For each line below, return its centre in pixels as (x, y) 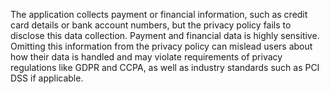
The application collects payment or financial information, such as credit (159, 14)
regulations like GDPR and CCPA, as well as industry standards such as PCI (165, 67)
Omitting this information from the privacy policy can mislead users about (161, 46)
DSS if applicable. (47, 78)
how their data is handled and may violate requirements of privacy (146, 57)
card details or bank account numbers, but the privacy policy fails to (151, 25)
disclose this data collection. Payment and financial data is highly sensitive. (165, 35)
